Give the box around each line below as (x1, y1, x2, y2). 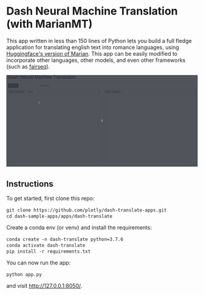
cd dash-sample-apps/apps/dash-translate (6, 213, 113, 219)
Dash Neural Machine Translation (6, 4, 178, 18)
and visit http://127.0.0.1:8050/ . (6, 282, 83, 290)
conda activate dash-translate (6, 242, 86, 249)
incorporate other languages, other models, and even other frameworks (6, 56, 186, 64)
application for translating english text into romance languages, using (6, 44, 179, 51)
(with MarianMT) (6, 17, 93, 31)
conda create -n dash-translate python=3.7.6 (6, 236, 123, 243)
